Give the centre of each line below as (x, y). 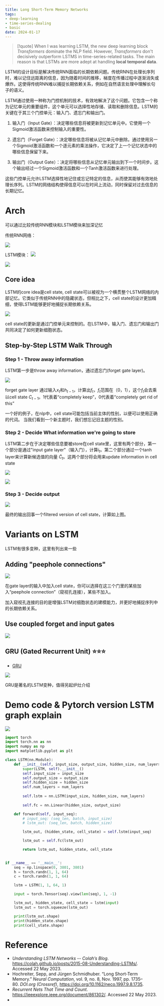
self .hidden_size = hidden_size (56, 782)
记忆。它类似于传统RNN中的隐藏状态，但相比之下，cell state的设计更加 (81, 298)
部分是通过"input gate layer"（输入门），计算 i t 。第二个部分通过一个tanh (81, 451)
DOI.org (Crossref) (39, 985)
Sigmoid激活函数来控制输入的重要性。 (50, 129)
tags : (10, 14)
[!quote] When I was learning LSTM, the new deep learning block (82, 46)
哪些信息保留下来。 (31, 152)
